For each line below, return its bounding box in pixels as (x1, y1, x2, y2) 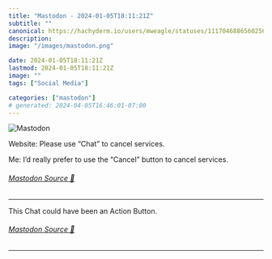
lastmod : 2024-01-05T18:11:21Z (8, 64, 114, 73)
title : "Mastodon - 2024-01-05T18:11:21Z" (8, 11, 154, 20)
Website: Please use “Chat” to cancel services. (8, 139, 165, 149)
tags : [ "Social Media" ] (8, 79, 89, 87)
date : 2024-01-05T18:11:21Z (8, 57, 104, 65)
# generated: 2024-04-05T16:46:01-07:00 (8, 101, 147, 109)
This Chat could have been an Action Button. (8, 206, 158, 215)
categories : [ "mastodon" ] (8, 94, 96, 102)
